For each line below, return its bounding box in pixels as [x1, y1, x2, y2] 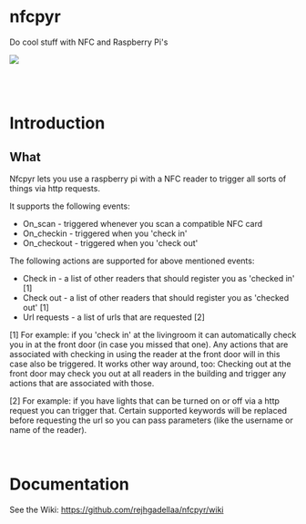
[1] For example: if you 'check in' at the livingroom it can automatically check [9, 329, 297, 340]
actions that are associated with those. [9, 377, 155, 388]
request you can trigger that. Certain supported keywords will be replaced [9, 405, 288, 416]
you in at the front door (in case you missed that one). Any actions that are [9, 339, 289, 350]
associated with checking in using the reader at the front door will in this [9, 348, 280, 359]
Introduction [9, 113, 106, 134]
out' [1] [22, 302, 50, 313]
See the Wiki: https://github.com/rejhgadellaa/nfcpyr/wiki [9, 504, 224, 515]
